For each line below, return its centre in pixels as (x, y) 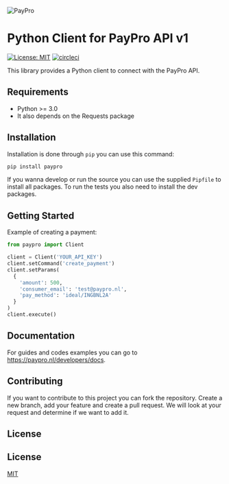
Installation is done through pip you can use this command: (91, 154)
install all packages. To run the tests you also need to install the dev (103, 187)
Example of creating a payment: (52, 232)
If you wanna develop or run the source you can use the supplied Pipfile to (114, 180)
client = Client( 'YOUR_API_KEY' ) (55, 257)
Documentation (41, 336)
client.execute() (32, 315)
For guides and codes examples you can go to (72, 352)
